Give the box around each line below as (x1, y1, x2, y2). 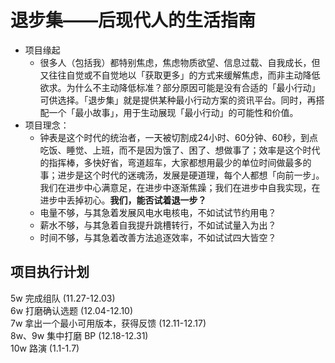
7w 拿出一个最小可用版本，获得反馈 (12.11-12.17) (10, 317, 207, 329)
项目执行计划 (10, 264, 90, 281)
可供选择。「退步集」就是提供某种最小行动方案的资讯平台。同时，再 (39, 94, 317, 106)
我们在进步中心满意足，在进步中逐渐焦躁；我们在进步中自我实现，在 (39, 181, 321, 193)
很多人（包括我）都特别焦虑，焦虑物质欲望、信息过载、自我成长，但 (39, 56, 321, 68)
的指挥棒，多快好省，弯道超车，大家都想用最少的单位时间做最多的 (39, 156, 312, 168)
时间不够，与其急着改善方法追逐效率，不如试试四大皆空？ (39, 231, 277, 243)
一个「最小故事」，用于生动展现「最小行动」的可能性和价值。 (48, 106, 299, 118)
